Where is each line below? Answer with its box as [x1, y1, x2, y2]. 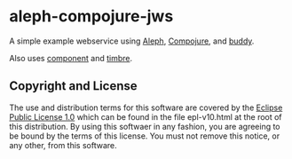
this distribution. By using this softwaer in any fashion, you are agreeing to [9, 121, 281, 131]
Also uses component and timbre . [9, 52, 133, 63]
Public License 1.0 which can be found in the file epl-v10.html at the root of [9, 111, 282, 122]
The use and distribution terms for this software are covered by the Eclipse [9, 102, 283, 113]
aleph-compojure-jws [9, 6, 174, 27]
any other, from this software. [9, 139, 117, 150]
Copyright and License [9, 78, 138, 94]
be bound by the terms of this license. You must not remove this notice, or [9, 131, 280, 141]
